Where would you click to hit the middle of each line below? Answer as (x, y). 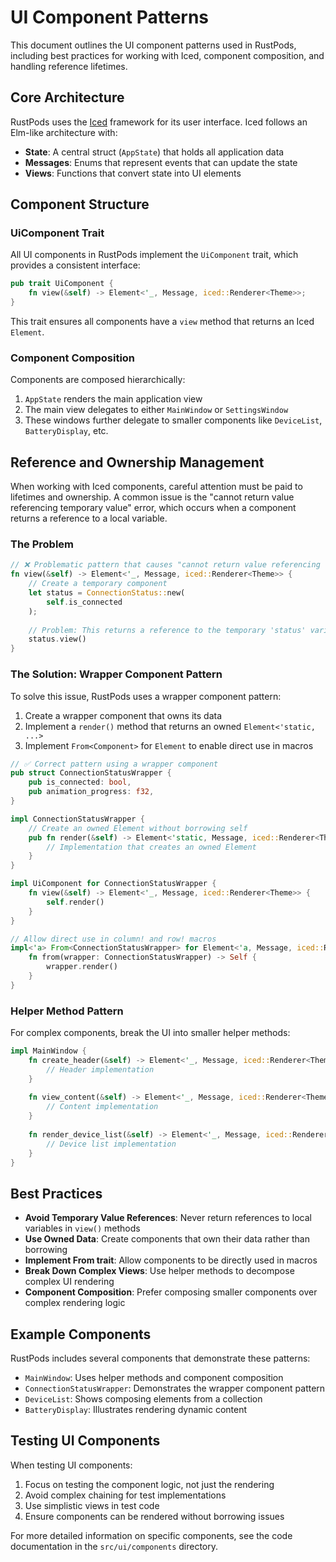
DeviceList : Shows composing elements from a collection (143, 1399)
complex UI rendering (69, 1282)
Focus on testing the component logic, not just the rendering (149, 1484)
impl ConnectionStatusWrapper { (77, 819)
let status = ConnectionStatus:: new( (107, 593)
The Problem (42, 544)
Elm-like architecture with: (64, 132)
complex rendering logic (75, 1303)
